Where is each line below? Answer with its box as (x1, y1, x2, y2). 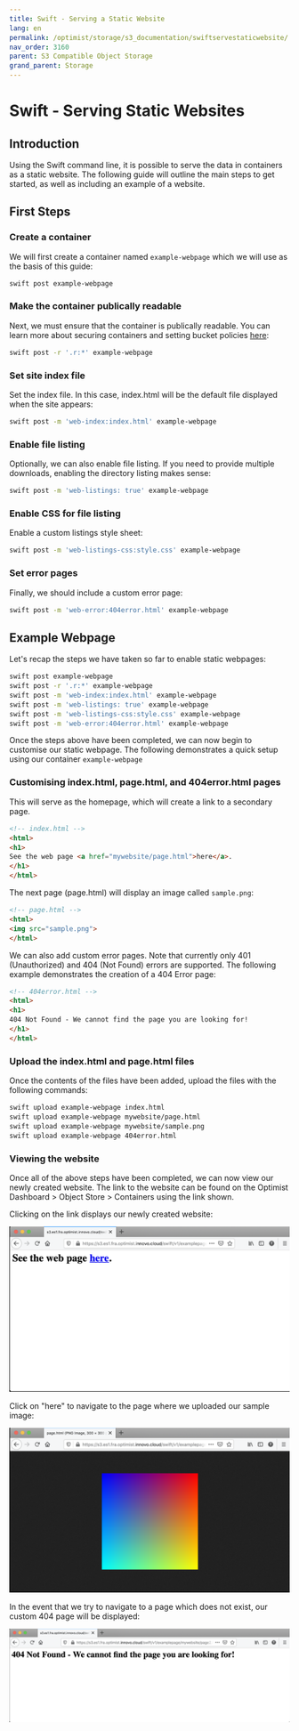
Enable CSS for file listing (9, 507, 122, 520)
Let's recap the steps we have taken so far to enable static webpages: (9, 654, 267, 665)
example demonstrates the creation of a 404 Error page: (9, 968, 216, 979)
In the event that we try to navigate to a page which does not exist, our (9, 1601, 269, 1612)
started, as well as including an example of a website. (9, 179, 206, 189)
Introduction (9, 136, 80, 151)
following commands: (9, 1085, 88, 1096)
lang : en (9, 23, 42, 33)
